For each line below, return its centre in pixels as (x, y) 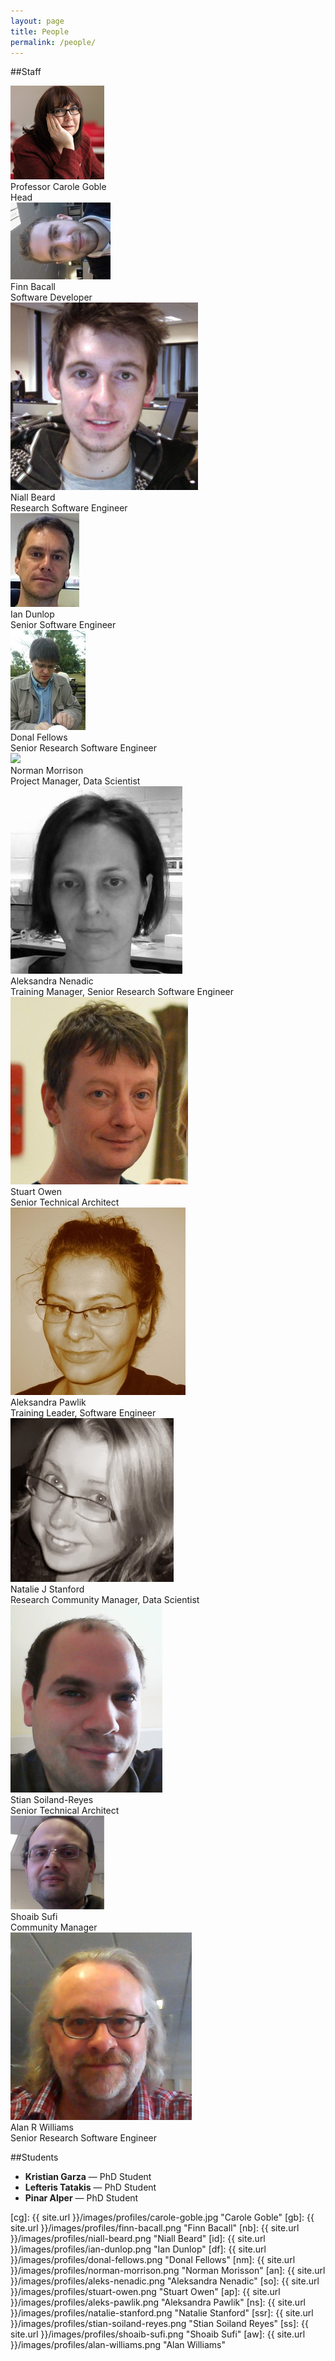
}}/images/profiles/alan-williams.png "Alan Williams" (118, 2345)
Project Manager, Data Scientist (75, 781)
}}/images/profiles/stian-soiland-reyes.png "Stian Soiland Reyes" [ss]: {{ (159, 2324)
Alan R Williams (42, 2127)
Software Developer (51, 297)
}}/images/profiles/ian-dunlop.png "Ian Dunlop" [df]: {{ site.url (138, 2249)
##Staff (26, 72)
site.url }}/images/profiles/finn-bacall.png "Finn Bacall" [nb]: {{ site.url (155, 2228)
